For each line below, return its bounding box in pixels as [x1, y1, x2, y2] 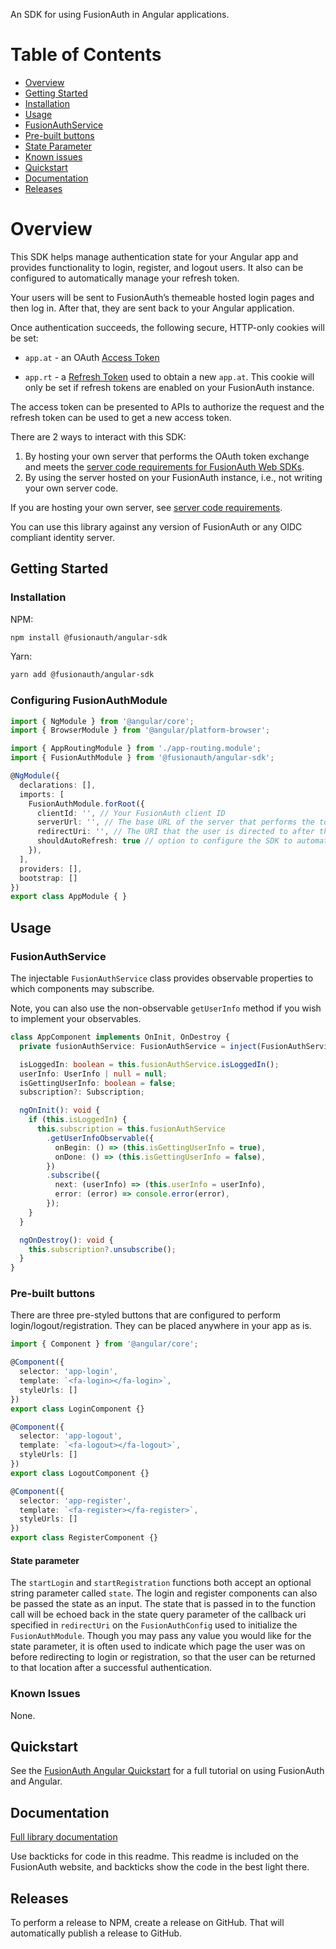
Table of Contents [10, 44, 162, 66]
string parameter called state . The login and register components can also [10, 1587, 318, 1599]
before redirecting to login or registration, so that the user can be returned [10, 1651, 316, 1663]
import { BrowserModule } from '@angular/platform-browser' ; [10, 725, 271, 736]
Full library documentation [10, 1831, 118, 1843]
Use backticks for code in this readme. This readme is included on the [10, 1850, 300, 1863]
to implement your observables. [10, 1013, 142, 1025]
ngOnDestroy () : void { [19, 1235, 114, 1245]
